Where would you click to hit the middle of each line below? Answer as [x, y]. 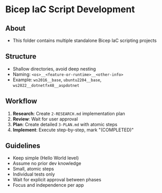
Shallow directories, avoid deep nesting [54, 69]
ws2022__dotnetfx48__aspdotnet [46, 85]
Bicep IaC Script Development [70, 9]
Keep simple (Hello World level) [46, 158]
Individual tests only [34, 174]
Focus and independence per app [48, 185]
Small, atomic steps [33, 169]
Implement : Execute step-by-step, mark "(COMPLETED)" [73, 130]
